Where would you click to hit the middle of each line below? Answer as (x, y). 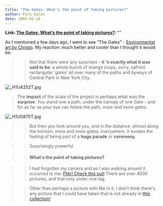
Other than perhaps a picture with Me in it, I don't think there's (92, 188)
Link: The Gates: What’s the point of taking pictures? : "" (63, 33)
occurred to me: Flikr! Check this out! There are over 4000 (88, 173)
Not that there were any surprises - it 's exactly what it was (90, 62)
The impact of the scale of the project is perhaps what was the (81, 97)
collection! (40, 199)
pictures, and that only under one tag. (68, 179)
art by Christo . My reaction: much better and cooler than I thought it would (80, 48)
